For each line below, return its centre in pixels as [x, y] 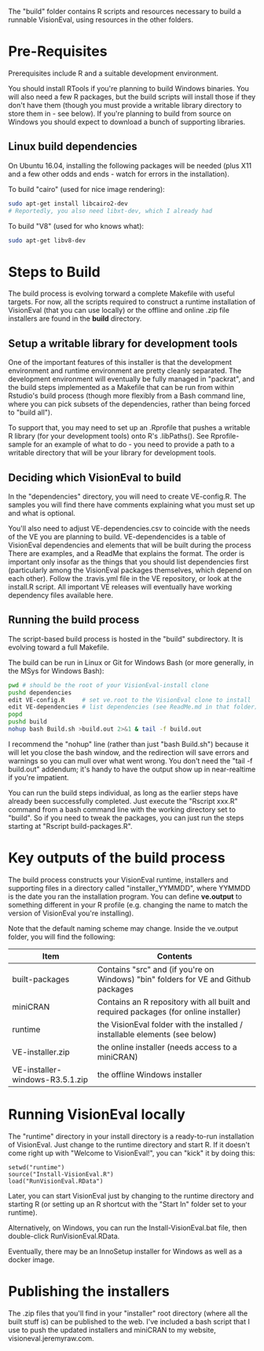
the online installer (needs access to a [167, 1047]
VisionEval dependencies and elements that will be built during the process [130, 545]
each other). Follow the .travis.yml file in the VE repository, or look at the [125, 578]
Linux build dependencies [73, 147]
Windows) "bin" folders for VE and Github [174, 979]
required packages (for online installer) [169, 1011]
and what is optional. [42, 513]
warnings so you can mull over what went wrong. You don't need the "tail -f [130, 760]
